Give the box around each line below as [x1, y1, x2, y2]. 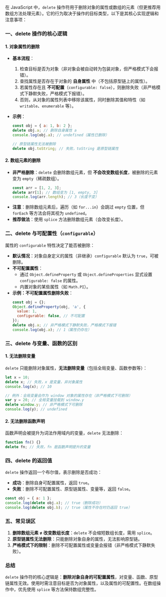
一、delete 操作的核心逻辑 [5, 30, 68, 37]
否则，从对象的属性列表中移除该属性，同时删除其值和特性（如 [19, 97, 146, 103]
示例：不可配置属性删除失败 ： [12, 290, 73, 296]
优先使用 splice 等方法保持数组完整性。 [18, 587, 99, 593]
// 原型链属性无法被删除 [12, 141, 56, 146]
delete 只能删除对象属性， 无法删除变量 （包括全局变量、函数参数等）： [5, 365, 147, 371]
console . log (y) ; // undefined [5, 407, 68, 412]
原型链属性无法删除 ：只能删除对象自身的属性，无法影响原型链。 [12, 536, 142, 542]
